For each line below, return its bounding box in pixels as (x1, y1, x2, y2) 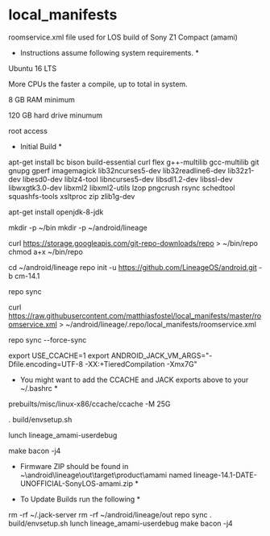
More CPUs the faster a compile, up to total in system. (8, 79, 188, 89)
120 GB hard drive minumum (8, 110, 103, 120)
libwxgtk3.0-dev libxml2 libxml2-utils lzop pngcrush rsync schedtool (8, 183, 235, 193)
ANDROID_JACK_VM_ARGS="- (110, 351, 213, 360)
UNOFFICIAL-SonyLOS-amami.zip (19, 478, 133, 488)
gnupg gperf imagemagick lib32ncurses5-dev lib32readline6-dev (8, 165, 226, 175)
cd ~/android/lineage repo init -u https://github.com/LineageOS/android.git (8, 262, 258, 272)
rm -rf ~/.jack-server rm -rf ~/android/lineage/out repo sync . (8, 509, 212, 519)
